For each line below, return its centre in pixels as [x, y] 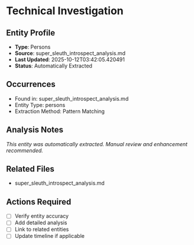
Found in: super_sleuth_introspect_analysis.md [72, 98]
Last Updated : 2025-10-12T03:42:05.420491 [70, 59]
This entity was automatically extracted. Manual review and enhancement [97, 144]
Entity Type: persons [40, 105]
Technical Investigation [65, 11]
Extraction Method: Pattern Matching [60, 111]
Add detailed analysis [41, 223]
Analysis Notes [35, 130]
